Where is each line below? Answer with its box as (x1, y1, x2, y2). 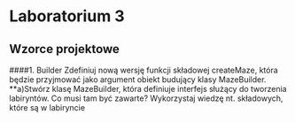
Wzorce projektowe (9, 42, 120, 57)
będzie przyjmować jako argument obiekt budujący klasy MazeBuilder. (9, 74, 267, 85)
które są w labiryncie (9, 103, 86, 112)
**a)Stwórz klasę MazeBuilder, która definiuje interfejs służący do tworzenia (9, 84, 287, 94)
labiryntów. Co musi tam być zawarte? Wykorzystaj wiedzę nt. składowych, (9, 93, 283, 103)
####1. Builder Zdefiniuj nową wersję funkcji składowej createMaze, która (9, 65, 279, 75)
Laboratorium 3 (9, 6, 126, 27)
